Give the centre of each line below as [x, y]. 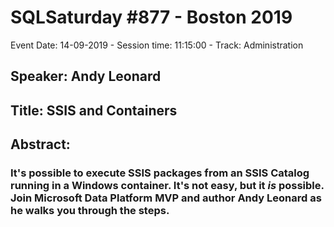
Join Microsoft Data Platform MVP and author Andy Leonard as [166, 198]
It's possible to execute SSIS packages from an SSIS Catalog [160, 173]
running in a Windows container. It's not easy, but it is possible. [167, 186]
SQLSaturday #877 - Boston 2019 [151, 17]
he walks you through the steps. [90, 211]
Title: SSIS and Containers [94, 110]
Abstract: [40, 144]
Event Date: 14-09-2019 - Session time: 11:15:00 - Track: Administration [157, 45]
